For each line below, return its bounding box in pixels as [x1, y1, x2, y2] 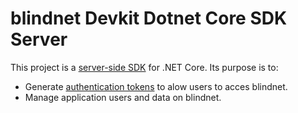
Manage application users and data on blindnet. [24, 91, 222, 103]
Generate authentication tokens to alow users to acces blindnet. [24, 80, 288, 92]
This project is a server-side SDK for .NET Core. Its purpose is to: [10, 61, 279, 73]
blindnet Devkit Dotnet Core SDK [10, 7, 288, 30]
